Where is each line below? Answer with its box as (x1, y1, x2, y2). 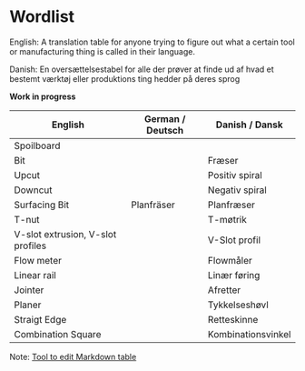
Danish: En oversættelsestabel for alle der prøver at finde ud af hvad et (9, 64, 274, 75)
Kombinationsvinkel (207, 327, 291, 340)
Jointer (14, 284, 44, 296)
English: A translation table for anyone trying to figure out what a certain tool (9, 36, 295, 47)
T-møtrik (207, 213, 247, 226)
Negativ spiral (207, 184, 268, 196)
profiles (14, 239, 47, 252)
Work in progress (9, 91, 76, 102)
